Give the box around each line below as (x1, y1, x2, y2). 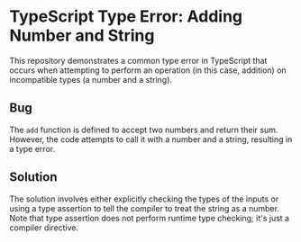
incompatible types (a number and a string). (9, 74, 173, 85)
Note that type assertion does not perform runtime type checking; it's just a (9, 212, 290, 223)
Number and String (9, 25, 155, 46)
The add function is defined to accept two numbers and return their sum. (9, 124, 278, 135)
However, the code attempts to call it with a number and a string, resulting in (9, 133, 293, 145)
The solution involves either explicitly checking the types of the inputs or (9, 193, 279, 204)
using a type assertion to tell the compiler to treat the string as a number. (9, 202, 279, 213)
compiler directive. (9, 222, 79, 233)
